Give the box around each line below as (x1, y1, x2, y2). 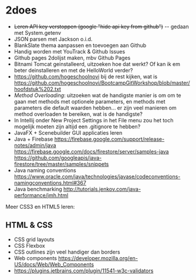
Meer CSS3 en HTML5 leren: (5, 203, 75, 210)
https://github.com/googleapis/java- (13, 154, 102, 161)
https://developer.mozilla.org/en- (58, 254, 138, 262)
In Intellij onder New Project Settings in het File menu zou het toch (13, 116, 174, 124)
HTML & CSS (5, 220, 53, 230)
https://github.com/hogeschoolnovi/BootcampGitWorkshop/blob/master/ (13, 79, 190, 86)
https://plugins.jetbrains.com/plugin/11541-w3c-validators (13, 267, 154, 274)
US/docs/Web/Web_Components (13, 261, 94, 268)
